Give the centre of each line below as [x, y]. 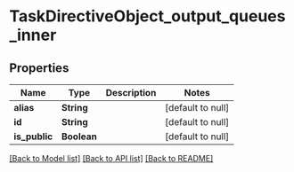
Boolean [79, 137]
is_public [33, 137]
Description [131, 93]
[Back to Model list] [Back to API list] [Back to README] [111, 158]
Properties [39, 68]
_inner [33, 35]
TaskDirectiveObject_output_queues [147, 16]
